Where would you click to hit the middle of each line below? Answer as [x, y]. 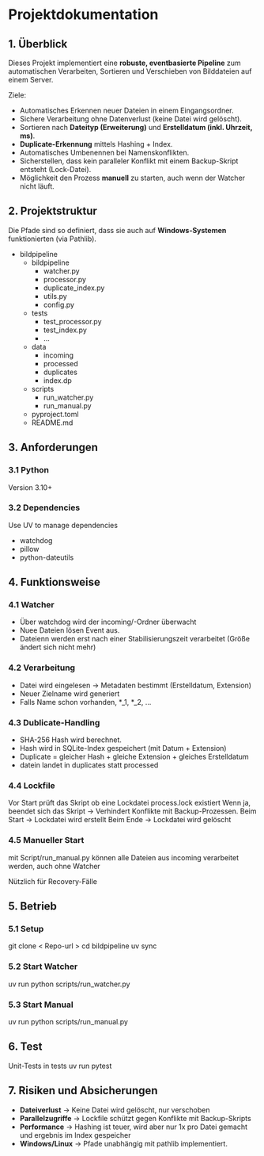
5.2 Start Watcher [43, 967]
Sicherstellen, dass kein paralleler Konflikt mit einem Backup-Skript [129, 161]
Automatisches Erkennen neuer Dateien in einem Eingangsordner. [127, 110]
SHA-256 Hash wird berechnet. [71, 740]
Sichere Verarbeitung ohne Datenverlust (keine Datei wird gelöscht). [131, 119]
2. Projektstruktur [53, 211]
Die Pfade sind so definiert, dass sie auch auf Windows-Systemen [117, 230]
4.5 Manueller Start [46, 840]
